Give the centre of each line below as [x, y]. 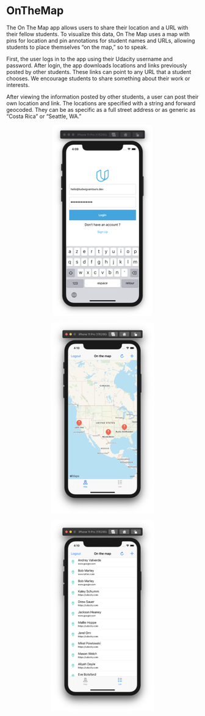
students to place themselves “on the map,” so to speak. [77, 47]
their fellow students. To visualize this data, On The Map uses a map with [98, 34]
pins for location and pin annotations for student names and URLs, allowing [101, 40]
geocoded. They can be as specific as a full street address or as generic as [101, 109]
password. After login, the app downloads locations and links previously [97, 65]
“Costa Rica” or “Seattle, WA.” [44, 116]
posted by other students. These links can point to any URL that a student [99, 72]
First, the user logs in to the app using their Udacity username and [89, 59]
